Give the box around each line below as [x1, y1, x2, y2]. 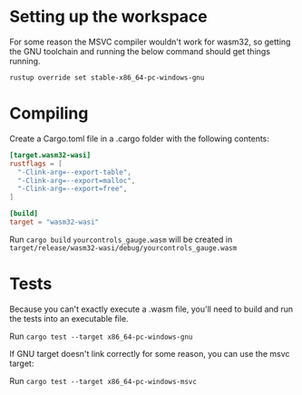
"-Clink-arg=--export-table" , [17, 168, 132, 177]
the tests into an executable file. [9, 313, 129, 323]
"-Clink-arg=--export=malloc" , [17, 176, 136, 185]
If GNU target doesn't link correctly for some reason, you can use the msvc [9, 348, 290, 359]
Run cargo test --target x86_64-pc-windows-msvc [9, 375, 198, 386]
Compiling [9, 103, 89, 124]
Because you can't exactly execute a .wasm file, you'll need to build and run [9, 303, 294, 314]
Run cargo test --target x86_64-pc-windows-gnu [9, 331, 193, 342]
